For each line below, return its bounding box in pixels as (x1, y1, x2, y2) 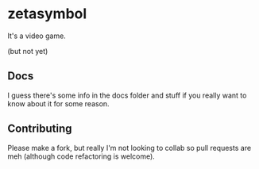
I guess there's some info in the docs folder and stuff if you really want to (7, 90, 247, 100)
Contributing (7, 122, 72, 136)
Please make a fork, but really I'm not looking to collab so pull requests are (7, 143, 252, 152)
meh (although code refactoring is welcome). (7, 152, 156, 161)
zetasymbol (7, 5, 87, 23)
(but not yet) (7, 46, 48, 56)
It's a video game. (7, 31, 67, 40)
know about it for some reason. (7, 98, 110, 108)
